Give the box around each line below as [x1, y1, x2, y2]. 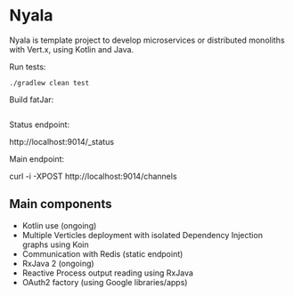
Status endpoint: [9, 119, 69, 130]
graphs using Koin [21, 239, 89, 250]
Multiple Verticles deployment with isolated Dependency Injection [21, 229, 263, 240]
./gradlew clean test [9, 78, 90, 87]
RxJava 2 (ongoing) [21, 258, 95, 268]
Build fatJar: [9, 94, 54, 105]
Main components [9, 196, 112, 212]
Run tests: [9, 61, 46, 72]
